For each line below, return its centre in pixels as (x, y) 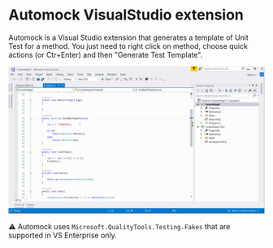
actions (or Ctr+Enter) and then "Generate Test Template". (106, 54)
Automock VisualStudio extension (126, 15)
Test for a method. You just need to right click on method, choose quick (128, 46)
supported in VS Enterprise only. (63, 235)
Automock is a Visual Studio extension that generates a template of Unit (129, 37)
